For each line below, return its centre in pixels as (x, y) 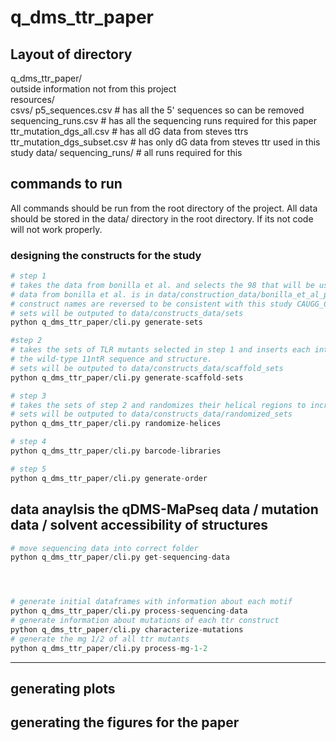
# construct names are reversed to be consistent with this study (151, 304)
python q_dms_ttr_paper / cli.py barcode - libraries (116, 451)
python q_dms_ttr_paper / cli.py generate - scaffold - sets (127, 377)
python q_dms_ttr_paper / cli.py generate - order (109, 478)
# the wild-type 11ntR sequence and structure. (111, 359)
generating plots (63, 688)
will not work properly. (56, 229)
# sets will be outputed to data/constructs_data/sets (127, 313)
